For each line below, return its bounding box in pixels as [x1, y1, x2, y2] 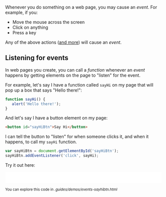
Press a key [12, 30, 36, 35]
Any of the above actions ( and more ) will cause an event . [5, 39, 122, 45]
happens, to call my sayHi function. [5, 139, 77, 145]
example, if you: [5, 9, 38, 15]
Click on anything [12, 24, 49, 30]
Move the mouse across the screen [12, 19, 85, 25]
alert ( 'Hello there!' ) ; [11, 101, 61, 106]
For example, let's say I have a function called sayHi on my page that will [5, 82, 154, 88]
